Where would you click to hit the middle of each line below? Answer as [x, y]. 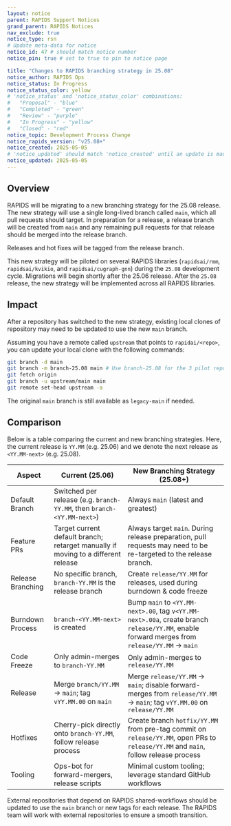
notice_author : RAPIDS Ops [46, 77]
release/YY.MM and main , [166, 746]
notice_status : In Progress [47, 83]
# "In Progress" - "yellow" [51, 122]
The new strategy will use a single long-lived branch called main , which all [112, 212]
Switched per [76, 491]
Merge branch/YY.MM [87, 684]
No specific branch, [86, 574]
